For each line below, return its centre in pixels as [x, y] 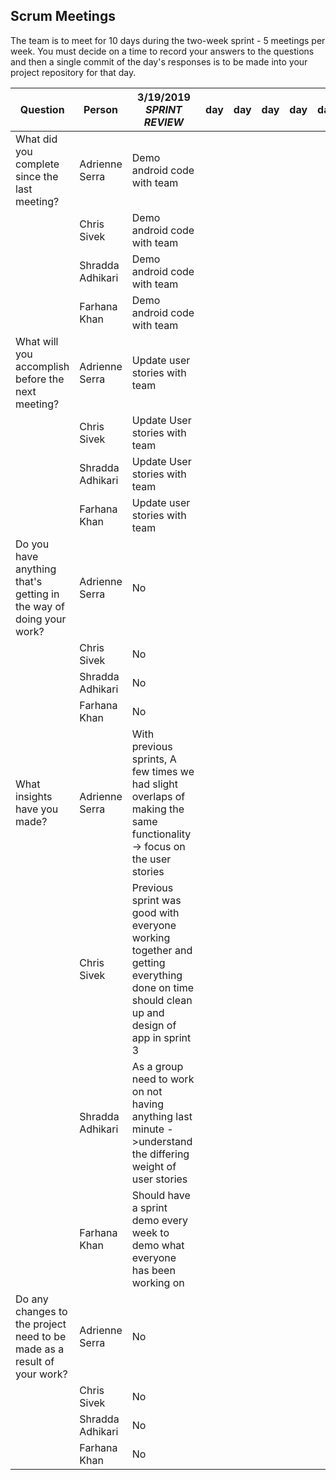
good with [155, 912]
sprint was [156, 900]
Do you [32, 544]
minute [148, 1129]
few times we [163, 771]
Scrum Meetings [63, 16]
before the [40, 379]
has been [153, 1270]
